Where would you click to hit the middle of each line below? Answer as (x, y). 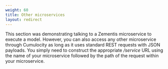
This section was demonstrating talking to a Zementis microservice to (78, 34)
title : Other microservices (35, 15)
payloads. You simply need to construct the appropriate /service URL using (84, 50)
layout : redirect (24, 19)
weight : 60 (17, 10)
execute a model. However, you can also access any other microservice (81, 39)
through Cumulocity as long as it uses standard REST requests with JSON (83, 45)
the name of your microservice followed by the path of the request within (82, 56)
